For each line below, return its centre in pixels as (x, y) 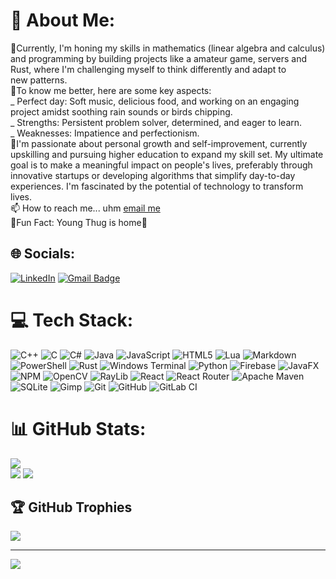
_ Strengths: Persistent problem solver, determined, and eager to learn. (156, 122)
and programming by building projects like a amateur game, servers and (158, 58)
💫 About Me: (63, 20)
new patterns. (39, 80)
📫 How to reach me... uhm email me (85, 208)
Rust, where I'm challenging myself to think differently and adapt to (148, 69)
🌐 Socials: (43, 254)
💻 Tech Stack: (72, 320)
